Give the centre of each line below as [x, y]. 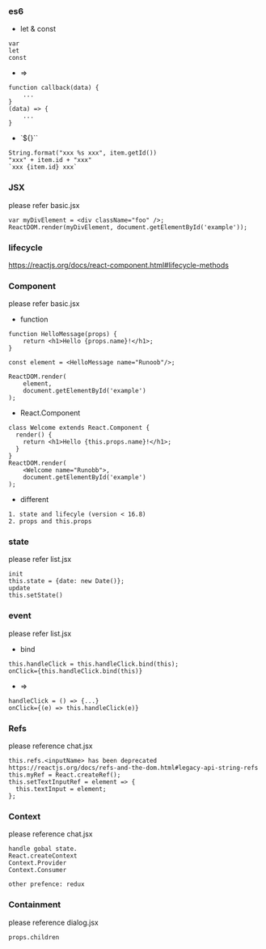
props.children [34, 937]
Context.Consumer [38, 870]
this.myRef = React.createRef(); [65, 775]
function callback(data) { [54, 88]
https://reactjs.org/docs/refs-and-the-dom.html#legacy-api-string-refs [133, 768]
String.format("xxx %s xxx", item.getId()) [83, 153]
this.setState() [36, 596]
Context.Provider [38, 863]
